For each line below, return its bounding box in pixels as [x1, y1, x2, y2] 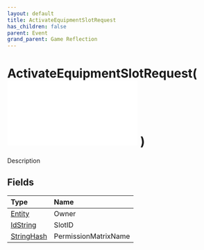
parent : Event [7, 29, 49, 37]
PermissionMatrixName [53, 231, 130, 241]
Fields [7, 177, 35, 188]
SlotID [53, 220, 74, 229]
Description [7, 157, 40, 165]
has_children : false [7, 23, 67, 30]
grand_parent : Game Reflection [7, 36, 98, 43]
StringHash [10, 231, 47, 241]
